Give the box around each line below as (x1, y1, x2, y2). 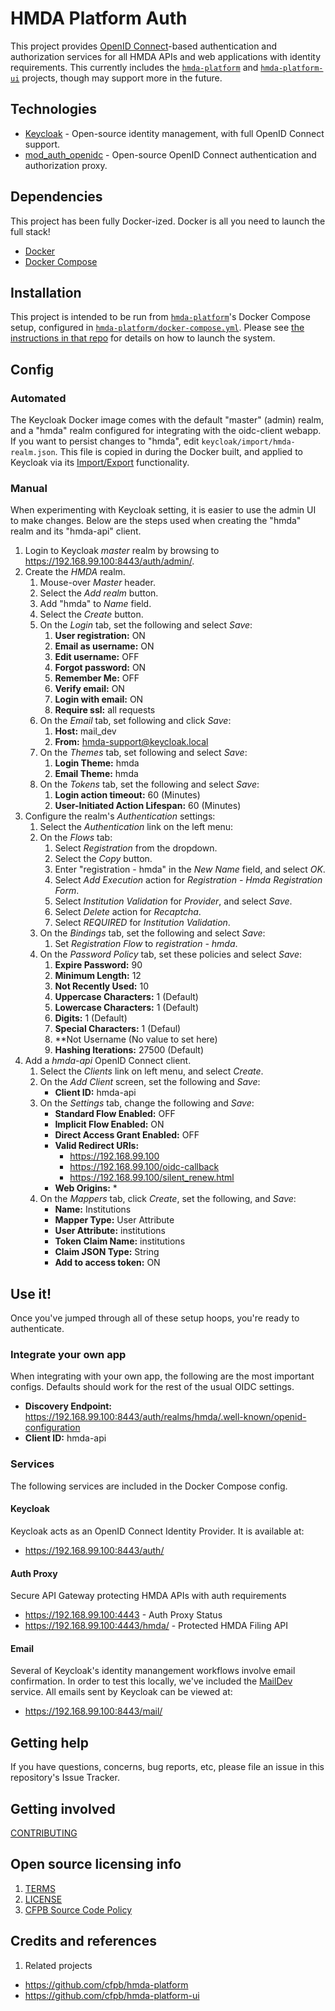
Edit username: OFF (54, 651, 140, 663)
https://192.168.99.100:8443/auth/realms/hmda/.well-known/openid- (24, 1411, 307, 1423)
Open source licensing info (10, 1856, 182, 1873)
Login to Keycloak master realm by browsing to (24, 545, 220, 557)
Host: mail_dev (54, 725, 117, 737)
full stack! (10, 225, 51, 237)
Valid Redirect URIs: (54, 1140, 140, 1152)
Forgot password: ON (54, 662, 147, 674)
